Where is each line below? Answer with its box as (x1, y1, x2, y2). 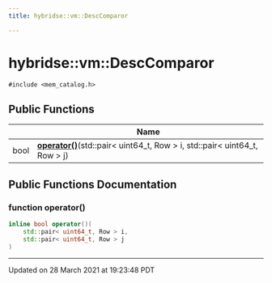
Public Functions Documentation (8, 177, 177, 191)
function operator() (8, 201, 86, 213)
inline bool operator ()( (8, 220, 92, 229)
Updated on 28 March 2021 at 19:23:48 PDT (8, 264, 155, 275)
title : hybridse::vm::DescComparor (8, 11, 129, 20)
